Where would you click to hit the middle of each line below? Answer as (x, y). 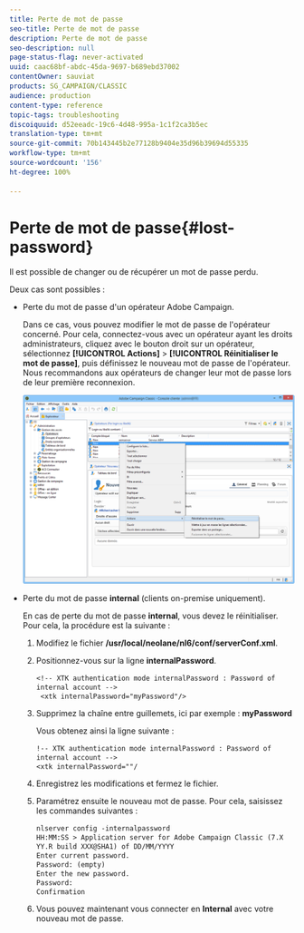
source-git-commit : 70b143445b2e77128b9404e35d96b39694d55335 (129, 144)
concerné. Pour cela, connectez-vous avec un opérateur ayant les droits (157, 335)
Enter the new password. (83, 874)
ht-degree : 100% (40, 172)
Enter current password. (83, 855)
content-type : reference (56, 105)
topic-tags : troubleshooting (64, 115)
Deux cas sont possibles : (57, 289)
